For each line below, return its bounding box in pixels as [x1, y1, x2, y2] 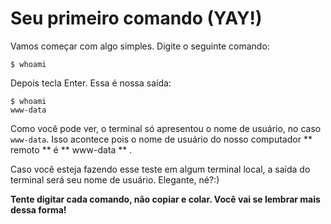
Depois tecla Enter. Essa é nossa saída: [10, 77, 172, 89]
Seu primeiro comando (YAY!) [10, 7, 263, 30]
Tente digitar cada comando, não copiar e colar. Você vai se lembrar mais [10, 193, 321, 205]
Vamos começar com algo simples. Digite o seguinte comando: [10, 40, 270, 52]
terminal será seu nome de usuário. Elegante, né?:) [10, 173, 220, 186]
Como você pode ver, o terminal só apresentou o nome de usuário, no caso [10, 122, 322, 134]
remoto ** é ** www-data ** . [10, 143, 133, 156]
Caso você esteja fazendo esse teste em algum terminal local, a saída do [10, 163, 311, 175]
